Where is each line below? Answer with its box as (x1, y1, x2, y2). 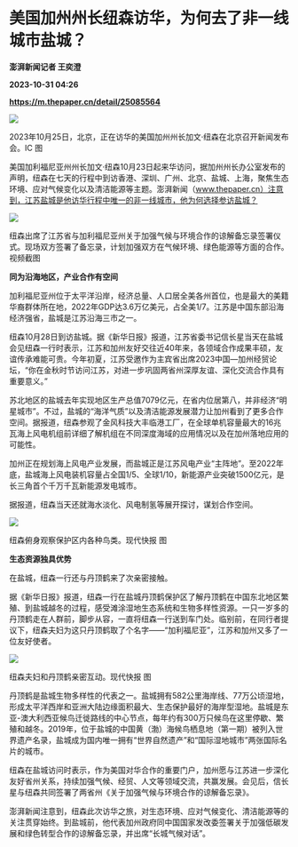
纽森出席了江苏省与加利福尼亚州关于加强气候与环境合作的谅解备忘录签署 (9, 230, 273, 241)
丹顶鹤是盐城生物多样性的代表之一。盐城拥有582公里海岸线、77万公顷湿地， (9, 690, 289, 700)
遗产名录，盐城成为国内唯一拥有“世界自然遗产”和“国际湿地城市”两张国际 (16, 734, 279, 745)
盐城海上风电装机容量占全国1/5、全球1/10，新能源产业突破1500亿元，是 (24, 468, 285, 480)
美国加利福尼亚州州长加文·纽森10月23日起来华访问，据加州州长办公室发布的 (9, 161, 286, 172)
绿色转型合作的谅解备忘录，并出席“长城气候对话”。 (24, 827, 211, 838)
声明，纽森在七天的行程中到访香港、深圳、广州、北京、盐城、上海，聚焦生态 (9, 172, 289, 183)
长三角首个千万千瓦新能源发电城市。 (9, 480, 142, 491)
